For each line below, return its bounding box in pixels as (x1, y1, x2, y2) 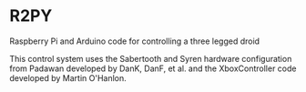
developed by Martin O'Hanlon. (9, 72, 127, 83)
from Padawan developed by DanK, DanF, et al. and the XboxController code (9, 63, 297, 74)
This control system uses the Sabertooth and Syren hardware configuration (9, 53, 292, 64)
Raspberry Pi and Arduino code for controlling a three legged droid (9, 36, 260, 46)
